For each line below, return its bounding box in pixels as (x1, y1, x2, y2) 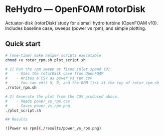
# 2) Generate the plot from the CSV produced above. (5, 94, 120, 99)
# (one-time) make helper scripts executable (5, 53, 101, 58)
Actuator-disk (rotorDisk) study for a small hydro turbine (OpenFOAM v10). (5, 20, 159, 26)
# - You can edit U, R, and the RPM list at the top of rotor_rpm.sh (5, 81, 160, 86)
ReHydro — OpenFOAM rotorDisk (5, 3, 146, 15)
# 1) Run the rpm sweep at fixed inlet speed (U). (5, 66, 113, 72)
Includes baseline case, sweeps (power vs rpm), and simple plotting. (5, 25, 146, 31)
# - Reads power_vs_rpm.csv (5, 99, 70, 104)
